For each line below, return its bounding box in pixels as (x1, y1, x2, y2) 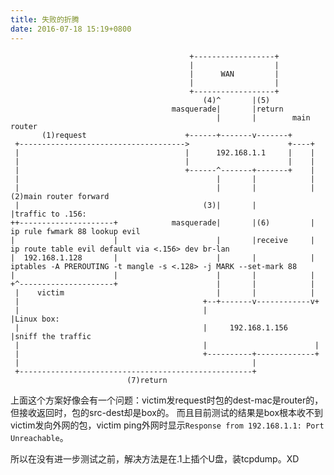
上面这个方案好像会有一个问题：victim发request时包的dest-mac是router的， (10, 394, 324, 406)
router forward (46, 191, 110, 201)
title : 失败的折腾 (10, 14, 80, 25)
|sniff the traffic (10, 331, 92, 341)
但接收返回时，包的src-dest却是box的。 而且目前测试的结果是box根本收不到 (10, 406, 324, 418)
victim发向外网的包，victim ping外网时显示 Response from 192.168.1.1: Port (10, 419, 325, 431)
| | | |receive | (10, 235, 315, 245)
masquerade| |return (171, 104, 284, 114)
